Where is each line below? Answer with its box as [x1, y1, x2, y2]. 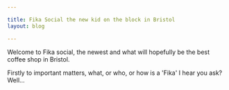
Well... [7, 75, 26, 84]
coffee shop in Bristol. [7, 55, 70, 63]
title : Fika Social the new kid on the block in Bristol [7, 16, 176, 23]
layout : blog [7, 22, 45, 30]
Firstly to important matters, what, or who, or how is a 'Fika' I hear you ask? [7, 69, 223, 77]
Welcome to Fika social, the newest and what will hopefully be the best [7, 48, 210, 56]
